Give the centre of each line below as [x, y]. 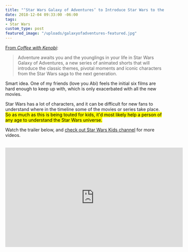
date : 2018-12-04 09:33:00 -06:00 [42, 15]
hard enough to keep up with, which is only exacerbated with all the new [81, 89]
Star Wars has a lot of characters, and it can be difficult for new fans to [79, 104]
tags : [11, 19]
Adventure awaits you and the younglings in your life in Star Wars [86, 58]
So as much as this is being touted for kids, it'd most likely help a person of [84, 115]
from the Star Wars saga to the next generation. [67, 73]
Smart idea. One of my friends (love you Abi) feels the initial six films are [81, 83]
